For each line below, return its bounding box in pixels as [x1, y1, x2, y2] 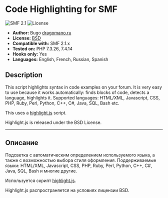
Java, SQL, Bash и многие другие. [5, 167, 77, 173]
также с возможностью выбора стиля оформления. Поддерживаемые [5, 157, 156, 163]
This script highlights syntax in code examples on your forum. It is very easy [5, 84, 162, 90]
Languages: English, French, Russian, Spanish [12, 56, 108, 62]
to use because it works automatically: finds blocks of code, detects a [5, 89, 149, 95]
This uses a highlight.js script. [5, 109, 66, 115]
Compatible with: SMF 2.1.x [12, 40, 70, 46]
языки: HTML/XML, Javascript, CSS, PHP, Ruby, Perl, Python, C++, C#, [5, 162, 152, 168]
